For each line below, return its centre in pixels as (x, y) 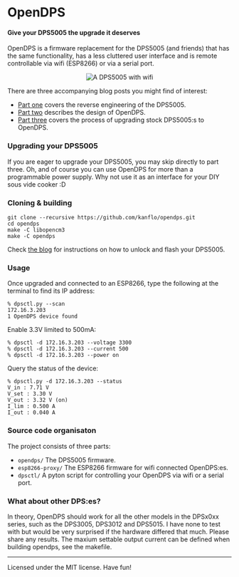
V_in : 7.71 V (28, 388)
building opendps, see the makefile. (60, 546)
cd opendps (23, 224)
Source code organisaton (52, 430)
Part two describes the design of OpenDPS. (81, 113)
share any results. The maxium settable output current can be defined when (119, 539)
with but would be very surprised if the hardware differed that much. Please (118, 531)
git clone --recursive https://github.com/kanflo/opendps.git (101, 217)
